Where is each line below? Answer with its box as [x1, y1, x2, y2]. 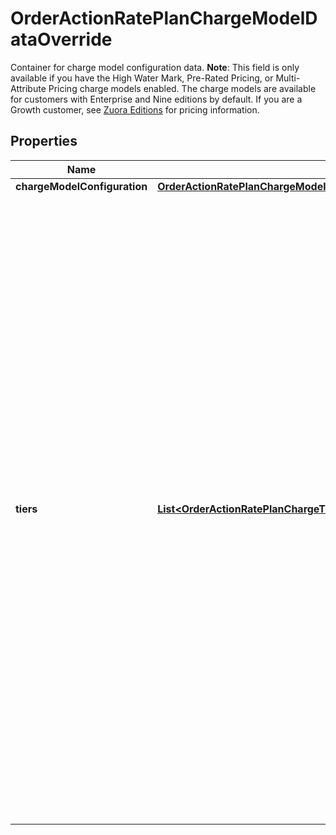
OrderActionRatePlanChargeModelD [10, 7, 318, 30]
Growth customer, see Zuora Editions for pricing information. [10, 103, 260, 116]
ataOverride [10, 28, 113, 51]
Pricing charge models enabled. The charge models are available [48, 82, 317, 94]
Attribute [10, 82, 47, 94]
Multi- [275, 72, 301, 84]
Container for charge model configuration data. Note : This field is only [10, 61, 300, 73]
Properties [10, 133, 78, 150]
